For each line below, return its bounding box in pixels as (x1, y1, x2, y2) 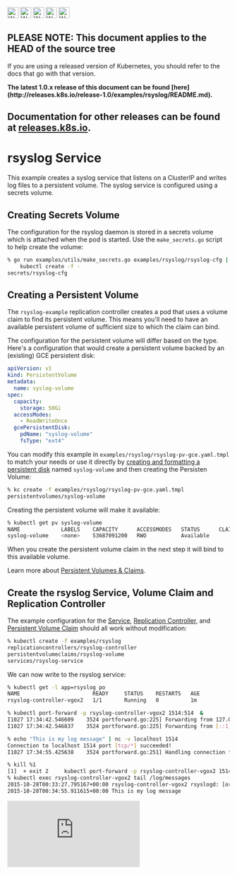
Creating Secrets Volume (7, 209, 120, 221)
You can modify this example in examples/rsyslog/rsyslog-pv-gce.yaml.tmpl (7, 450, 230, 458)
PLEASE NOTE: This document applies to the (7, 32, 207, 44)
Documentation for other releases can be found (7, 111, 221, 123)
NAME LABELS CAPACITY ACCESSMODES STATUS (7, 526, 200, 533)
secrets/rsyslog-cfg (7, 269, 68, 277)
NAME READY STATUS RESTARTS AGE (7, 690, 200, 698)
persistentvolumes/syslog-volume (7, 493, 106, 500)
